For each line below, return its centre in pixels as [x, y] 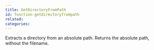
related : [14, 19]
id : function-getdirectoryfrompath [42, 14]
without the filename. [27, 43]
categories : [18, 24]
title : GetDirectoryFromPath [36, 10]
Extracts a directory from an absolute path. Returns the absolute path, [77, 38]
